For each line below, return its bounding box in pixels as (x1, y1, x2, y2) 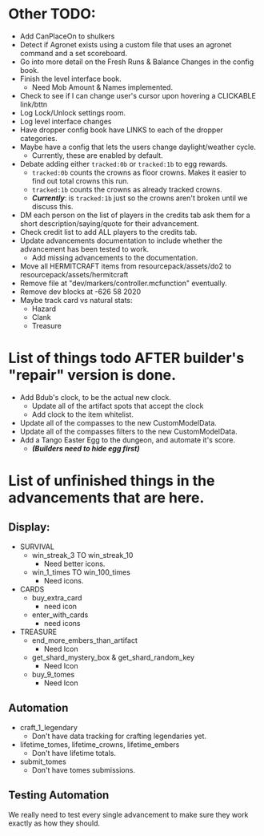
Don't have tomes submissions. (31, 765, 136, 774)
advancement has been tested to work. (19, 244, 150, 253)
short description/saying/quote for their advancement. (19, 218, 199, 228)
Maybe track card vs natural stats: (19, 295, 133, 305)
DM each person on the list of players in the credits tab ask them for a (19, 210, 250, 220)
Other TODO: (8, 5, 96, 23)
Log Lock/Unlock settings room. (19, 107, 126, 117)
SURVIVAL (19, 542, 54, 551)
